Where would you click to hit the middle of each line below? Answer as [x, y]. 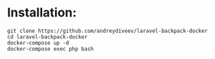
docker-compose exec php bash [51, 49]
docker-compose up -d [38, 43]
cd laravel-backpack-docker [48, 37]
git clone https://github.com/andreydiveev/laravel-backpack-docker [107, 31]
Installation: [42, 13]
